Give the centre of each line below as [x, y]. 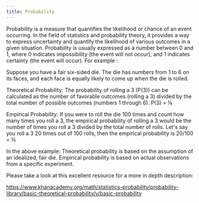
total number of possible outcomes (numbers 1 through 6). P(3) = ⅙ [89, 103]
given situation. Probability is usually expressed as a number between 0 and [100, 48]
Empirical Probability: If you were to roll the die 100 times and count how [95, 114]
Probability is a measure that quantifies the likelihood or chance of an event [99, 29]
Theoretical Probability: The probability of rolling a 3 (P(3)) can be [87, 90]
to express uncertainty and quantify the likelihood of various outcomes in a [98, 41]
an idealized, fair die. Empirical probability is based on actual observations [98, 157]
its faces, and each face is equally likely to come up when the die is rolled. [98, 78]
